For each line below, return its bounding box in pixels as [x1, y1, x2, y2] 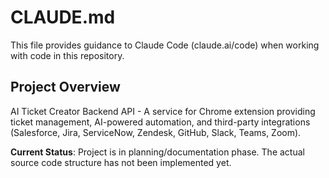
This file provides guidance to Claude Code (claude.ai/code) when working [10, 39, 320, 51]
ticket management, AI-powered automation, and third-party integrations [10, 116, 311, 128]
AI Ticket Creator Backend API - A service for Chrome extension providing [10, 105, 316, 117]
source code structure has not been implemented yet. [10, 156, 232, 168]
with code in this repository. [10, 49, 125, 61]
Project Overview [10, 79, 121, 96]
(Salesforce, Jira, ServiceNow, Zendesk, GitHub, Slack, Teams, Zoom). [10, 126, 302, 138]
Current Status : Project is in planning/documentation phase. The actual [10, 146, 305, 158]
